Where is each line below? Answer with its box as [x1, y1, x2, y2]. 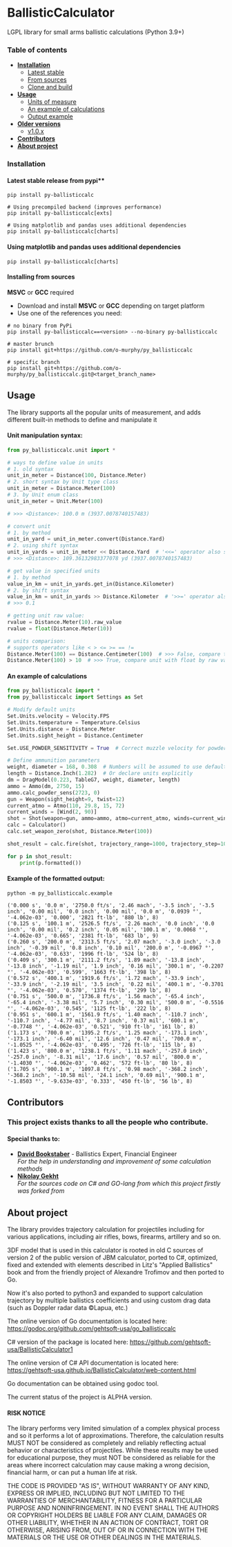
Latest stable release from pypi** [7, 176, 105, 184]
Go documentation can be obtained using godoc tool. [7, 1379, 159, 1388]
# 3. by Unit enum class [7, 491, 79, 498]
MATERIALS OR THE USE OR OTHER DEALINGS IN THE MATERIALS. [7, 1533, 202, 1541]
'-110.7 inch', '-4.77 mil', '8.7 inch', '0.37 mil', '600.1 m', [7, 1017, 199, 1024]
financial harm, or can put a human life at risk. [7, 1468, 138, 1477]
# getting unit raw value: [7, 612, 85, 620]
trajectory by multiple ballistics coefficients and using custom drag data [7, 1296, 211, 1304]
